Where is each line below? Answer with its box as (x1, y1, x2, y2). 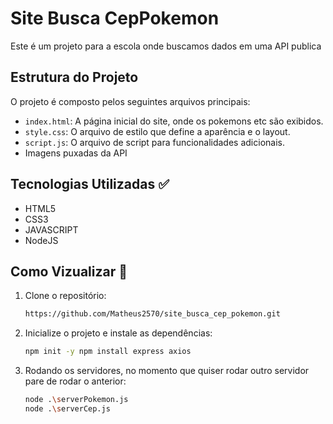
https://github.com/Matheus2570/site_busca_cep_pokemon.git (24, 309, 281, 319)
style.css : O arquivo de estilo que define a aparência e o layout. (24, 125, 291, 137)
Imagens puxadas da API (24, 147, 128, 159)
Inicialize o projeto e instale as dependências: (24, 327, 213, 339)
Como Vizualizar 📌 (10, 263, 128, 280)
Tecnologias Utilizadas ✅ (10, 176, 170, 193)
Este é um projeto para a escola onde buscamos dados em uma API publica (10, 40, 322, 52)
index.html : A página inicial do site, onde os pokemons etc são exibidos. (24, 115, 324, 127)
